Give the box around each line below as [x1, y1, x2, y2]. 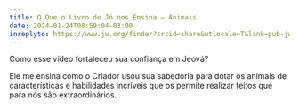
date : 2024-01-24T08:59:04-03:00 [9, 21, 133, 30]
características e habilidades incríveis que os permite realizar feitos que [9, 81, 273, 91]
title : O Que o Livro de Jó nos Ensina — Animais [9, 12, 198, 22]
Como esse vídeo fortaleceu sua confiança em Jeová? [9, 54, 209, 65]
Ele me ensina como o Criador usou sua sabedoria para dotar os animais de [9, 71, 287, 82]
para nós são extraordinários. [9, 90, 117, 100]
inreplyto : [9, 29, 50, 38]
